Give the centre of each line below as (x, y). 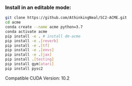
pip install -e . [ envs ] (30, 50)
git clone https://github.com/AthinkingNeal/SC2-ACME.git (66, 18)
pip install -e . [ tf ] (27, 45)
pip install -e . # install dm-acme (43, 36)
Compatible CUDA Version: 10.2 (37, 78)
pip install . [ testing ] (30, 59)
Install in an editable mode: (38, 7)
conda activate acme (26, 31)
